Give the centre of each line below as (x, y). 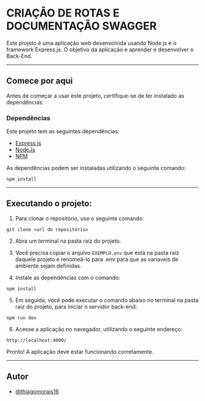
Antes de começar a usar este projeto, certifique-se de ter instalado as (95, 95)
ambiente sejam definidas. (48, 265)
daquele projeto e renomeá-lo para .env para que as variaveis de (97, 259)
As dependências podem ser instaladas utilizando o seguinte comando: (96, 168)
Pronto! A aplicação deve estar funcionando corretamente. (80, 351)
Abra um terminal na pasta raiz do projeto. (68, 241)
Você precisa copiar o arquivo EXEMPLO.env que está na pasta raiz (97, 252)
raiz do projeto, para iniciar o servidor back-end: (76, 306)
